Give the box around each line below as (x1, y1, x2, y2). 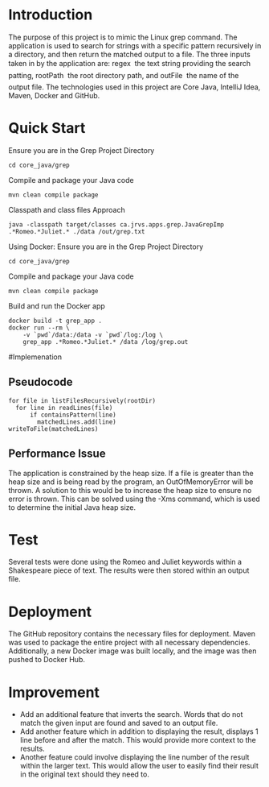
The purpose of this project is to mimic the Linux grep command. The (8, 32, 238, 42)
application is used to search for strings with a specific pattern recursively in (8, 40, 262, 50)
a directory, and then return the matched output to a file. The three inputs (8, 49, 251, 59)
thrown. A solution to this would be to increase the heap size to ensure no (8, 485, 252, 495)
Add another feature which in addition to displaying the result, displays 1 (19, 727, 259, 736)
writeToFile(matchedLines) (8, 425, 99, 433)
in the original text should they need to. (19, 769, 150, 779)
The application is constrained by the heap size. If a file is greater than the (8, 468, 255, 478)
